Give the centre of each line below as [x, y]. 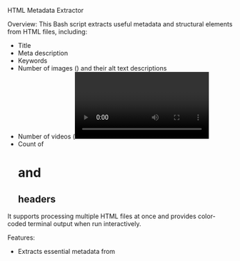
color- [206, 216]
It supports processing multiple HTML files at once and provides [102, 216]
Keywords [32, 61]
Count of [31, 144]
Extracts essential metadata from [66, 251]
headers [36, 199]
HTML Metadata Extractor [46, 10]
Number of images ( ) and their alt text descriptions [92, 68]
